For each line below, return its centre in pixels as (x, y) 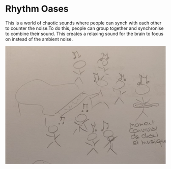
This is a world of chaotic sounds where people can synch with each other (83, 23)
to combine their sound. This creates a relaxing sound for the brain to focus (84, 33)
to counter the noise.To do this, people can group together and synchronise (84, 28)
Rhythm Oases (37, 9)
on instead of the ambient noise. (39, 39)
